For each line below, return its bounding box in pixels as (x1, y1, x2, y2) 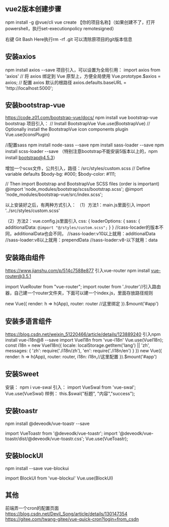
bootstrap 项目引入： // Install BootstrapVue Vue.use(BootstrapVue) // (5, 121, 150, 127)
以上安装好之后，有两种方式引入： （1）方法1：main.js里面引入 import (5, 202, 150, 208)
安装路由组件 (5, 253, 45, 261)
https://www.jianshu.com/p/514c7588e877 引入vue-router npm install (5, 268, 150, 274)
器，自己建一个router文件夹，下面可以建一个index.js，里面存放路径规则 (5, 290, 153, 296)
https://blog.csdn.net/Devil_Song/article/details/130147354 (5, 511, 128, 517)
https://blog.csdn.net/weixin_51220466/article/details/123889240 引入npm (5, 331, 161, 337)
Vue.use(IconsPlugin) (5, 132, 50, 138)
